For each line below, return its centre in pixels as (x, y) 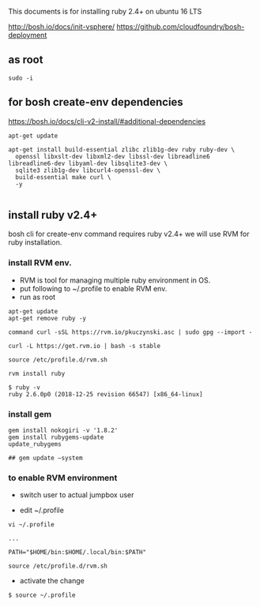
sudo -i (21, 78)
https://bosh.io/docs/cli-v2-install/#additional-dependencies (107, 121)
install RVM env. (40, 263)
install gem (30, 414)
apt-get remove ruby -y (47, 318)
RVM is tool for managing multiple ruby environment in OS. (115, 280)
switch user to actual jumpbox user (77, 495)
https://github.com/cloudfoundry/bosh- (181, 26)
